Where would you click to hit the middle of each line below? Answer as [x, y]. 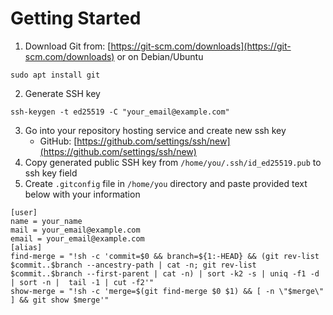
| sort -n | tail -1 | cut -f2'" [82, 282]
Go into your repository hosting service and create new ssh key [155, 130]
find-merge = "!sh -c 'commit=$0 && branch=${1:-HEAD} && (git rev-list [165, 256]
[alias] [26, 247]
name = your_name [46, 221]
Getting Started [76, 18]
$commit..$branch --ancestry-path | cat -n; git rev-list [133, 265]
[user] [24, 212]
